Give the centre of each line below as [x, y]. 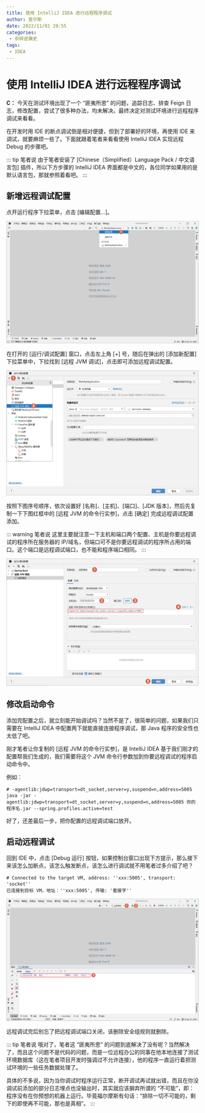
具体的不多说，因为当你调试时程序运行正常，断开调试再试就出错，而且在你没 [103, 1081]
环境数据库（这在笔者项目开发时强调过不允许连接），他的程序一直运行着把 [99, 1060]
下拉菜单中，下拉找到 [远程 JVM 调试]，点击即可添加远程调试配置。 [91, 362]
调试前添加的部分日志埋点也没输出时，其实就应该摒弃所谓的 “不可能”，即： [100, 1088]
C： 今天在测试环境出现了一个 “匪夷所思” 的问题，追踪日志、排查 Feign [95, 103]
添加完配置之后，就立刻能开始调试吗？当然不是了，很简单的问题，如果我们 [100, 720]
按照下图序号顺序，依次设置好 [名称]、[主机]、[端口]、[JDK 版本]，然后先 [99, 506]
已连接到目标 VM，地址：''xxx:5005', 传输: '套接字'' [69, 891]
